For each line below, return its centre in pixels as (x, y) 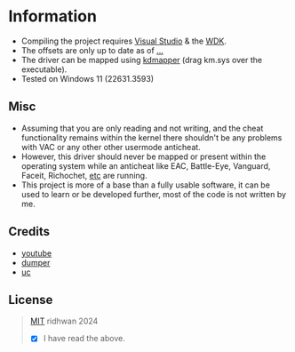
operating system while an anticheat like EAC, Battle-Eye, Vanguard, (146, 165)
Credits (29, 232)
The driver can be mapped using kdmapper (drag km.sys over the (142, 60)
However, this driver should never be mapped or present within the (144, 156)
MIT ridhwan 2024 (64, 321)
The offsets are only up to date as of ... (92, 50)
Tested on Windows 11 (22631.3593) (88, 78)
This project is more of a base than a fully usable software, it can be (145, 185)
